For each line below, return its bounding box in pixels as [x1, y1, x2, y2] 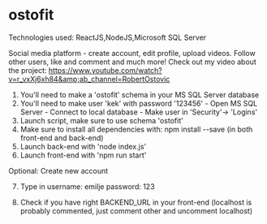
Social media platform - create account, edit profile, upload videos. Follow [8, 48, 256, 58]
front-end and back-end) [19, 132, 104, 143]
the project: [8, 65, 47, 75]
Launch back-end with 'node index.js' [19, 141, 147, 151]
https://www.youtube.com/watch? [48, 65, 162, 75]
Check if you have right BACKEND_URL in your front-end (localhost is [19, 197, 252, 207]
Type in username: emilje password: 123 [19, 181, 156, 192]
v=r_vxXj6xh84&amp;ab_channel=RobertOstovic [8, 74, 170, 84]
